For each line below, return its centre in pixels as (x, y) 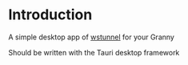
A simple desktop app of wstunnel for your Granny (91, 37)
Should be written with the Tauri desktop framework (94, 52)
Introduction (50, 15)
